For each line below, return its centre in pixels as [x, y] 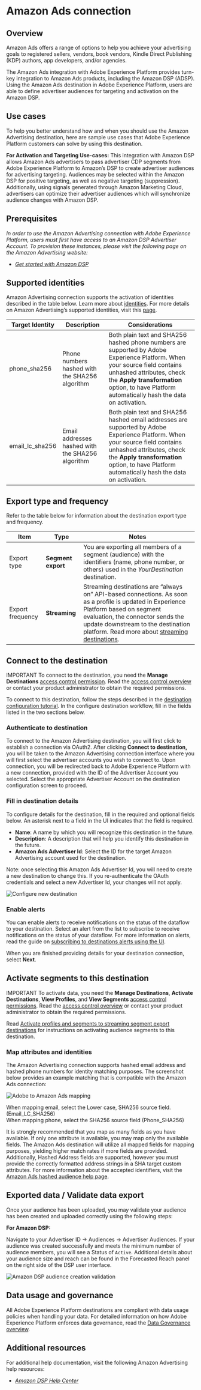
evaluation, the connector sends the [134, 617]
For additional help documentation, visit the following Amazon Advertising [97, 1362]
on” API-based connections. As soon [136, 594]
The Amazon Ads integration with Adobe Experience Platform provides [93, 72]
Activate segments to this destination [78, 978]
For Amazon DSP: [28, 1228]
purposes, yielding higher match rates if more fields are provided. [87, 1151]
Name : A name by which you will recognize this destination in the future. [104, 832]
